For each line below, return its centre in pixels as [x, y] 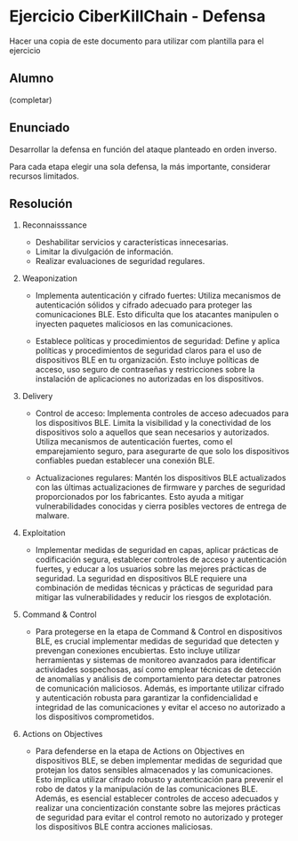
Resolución [41, 203]
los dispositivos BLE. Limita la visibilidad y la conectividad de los [153, 423]
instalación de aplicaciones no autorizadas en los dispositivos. [149, 379]
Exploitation [44, 533]
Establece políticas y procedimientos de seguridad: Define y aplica [157, 341]
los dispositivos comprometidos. [95, 717]
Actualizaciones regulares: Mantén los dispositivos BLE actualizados [161, 478]
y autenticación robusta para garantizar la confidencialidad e [147, 698]
